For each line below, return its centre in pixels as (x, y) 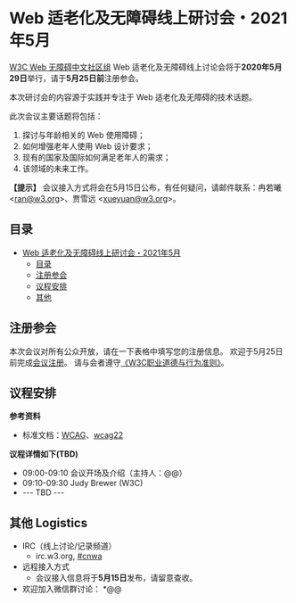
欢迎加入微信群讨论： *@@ (72, 589)
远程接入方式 (45, 566)
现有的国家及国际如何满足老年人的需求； (96, 157)
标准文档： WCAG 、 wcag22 (73, 435)
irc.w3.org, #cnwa (69, 556)
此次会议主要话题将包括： (56, 116)
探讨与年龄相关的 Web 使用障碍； (83, 135)
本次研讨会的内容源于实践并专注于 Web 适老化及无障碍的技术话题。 (133, 97)
